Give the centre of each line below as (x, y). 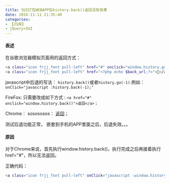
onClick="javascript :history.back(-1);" (50, 87)
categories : (18, 19)
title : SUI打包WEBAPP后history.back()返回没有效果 (56, 10)
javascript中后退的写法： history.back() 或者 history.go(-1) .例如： (75, 82)
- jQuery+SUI (19, 29)
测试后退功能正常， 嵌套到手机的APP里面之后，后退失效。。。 (68, 124)
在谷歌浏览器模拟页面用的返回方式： (43, 58)
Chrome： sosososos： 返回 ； (37, 114)
